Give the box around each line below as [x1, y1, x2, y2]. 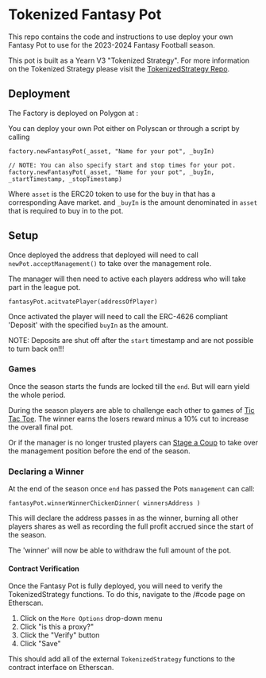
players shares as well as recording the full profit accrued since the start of [8, 522, 254, 531]
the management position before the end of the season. [8, 446, 191, 456]
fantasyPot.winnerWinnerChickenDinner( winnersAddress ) [8, 499, 201, 507]
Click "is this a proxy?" [19, 622, 94, 632]
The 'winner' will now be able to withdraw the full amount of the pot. [8, 545, 232, 555]
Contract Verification [8, 564, 79, 573]
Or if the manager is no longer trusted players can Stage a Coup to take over [8, 437, 259, 447]
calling [8, 132, 30, 141]
